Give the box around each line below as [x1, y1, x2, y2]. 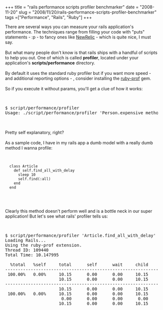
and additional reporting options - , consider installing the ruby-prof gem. [5, 75, 151, 81]
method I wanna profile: [5, 145, 52, 151]
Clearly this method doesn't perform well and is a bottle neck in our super [5, 208, 152, 214]
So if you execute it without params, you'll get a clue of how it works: [5, 86, 143, 91]
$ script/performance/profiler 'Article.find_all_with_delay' [5, 233, 156, 238]
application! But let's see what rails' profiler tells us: [5, 213, 108, 219]
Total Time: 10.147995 [5, 252, 59, 258]
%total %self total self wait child [10, 262, 149, 267]
